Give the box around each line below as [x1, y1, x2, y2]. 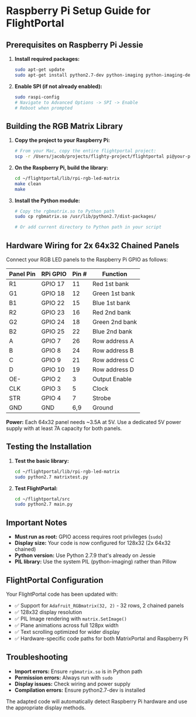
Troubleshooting [6, 652, 68, 663]
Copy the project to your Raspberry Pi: [14, 136, 110, 144]
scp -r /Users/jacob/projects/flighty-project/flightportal [14, 153, 164, 159]
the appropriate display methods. [6, 704, 86, 711]
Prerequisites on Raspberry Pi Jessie [6, 40, 143, 50]
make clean [14, 180, 42, 187]
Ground [92, 404, 114, 411]
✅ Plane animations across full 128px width [14, 622, 119, 629]
